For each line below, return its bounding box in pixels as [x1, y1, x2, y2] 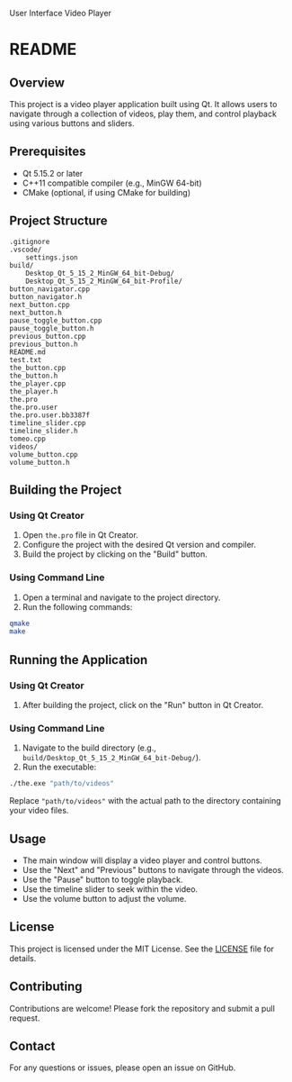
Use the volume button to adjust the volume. [22, 894, 187, 905]
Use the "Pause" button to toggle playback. [22, 874, 183, 886]
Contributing [9, 979, 83, 995]
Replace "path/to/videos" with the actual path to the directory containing [9, 796, 281, 806]
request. [9, 1013, 40, 1023]
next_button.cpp [9, 300, 70, 309]
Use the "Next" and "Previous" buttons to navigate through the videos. [22, 865, 285, 876]
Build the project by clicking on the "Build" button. [22, 549, 208, 559]
